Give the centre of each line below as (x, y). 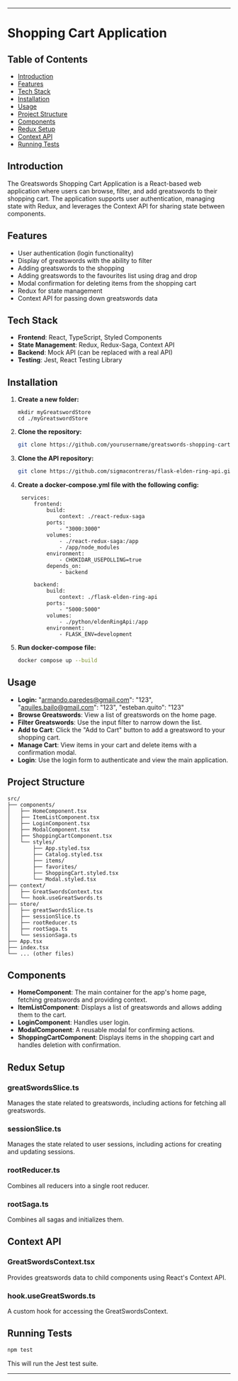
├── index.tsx (28, 947)
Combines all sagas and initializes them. (66, 1219)
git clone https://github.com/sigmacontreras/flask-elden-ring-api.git (125, 471)
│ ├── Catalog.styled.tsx (55, 854)
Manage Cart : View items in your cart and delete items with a (107, 744)
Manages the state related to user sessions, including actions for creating (114, 1144)
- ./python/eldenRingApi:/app (104, 622)
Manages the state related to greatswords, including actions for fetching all (117, 1103)
